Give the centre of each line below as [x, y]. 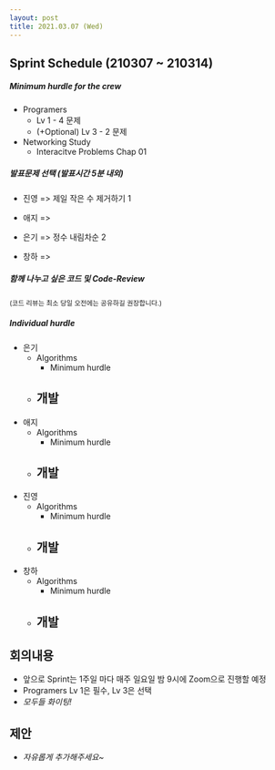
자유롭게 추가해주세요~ [63, 757]
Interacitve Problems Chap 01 [92, 151]
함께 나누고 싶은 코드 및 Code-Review [77, 279]
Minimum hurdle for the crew [66, 87]
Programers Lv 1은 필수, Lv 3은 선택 [87, 691]
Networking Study [56, 141]
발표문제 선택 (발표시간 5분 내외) [66, 173]
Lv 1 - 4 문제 [59, 120]
